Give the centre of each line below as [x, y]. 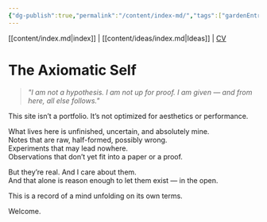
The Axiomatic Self [72, 70]
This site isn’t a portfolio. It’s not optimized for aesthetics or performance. [128, 116]
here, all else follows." [64, 101]
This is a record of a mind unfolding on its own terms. [95, 196]
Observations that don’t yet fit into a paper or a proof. [95, 156]
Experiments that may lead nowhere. [68, 148]
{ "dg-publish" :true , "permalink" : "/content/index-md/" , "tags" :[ [115, 15]
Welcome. [25, 211]
